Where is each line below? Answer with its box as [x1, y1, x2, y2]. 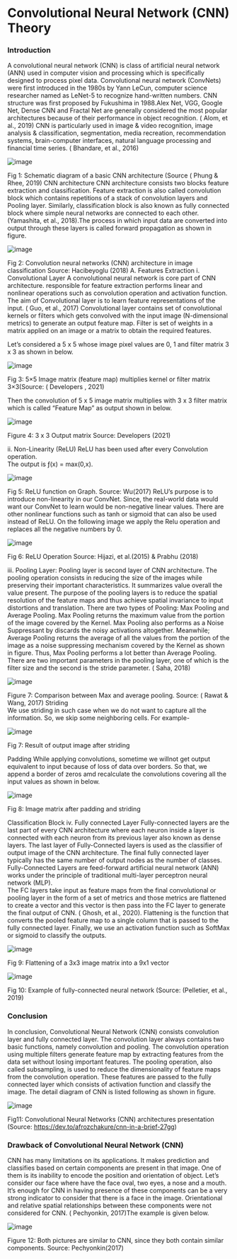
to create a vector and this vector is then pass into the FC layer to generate [7, 901, 226, 910]
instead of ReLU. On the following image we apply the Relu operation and [7, 518, 221, 526]
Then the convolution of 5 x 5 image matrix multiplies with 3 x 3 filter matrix [7, 396, 228, 405]
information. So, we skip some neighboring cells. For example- [7, 714, 190, 722]
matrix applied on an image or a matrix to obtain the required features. [7, 327, 212, 335]
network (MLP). [7, 878, 53, 887]
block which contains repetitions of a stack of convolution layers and [7, 194, 208, 202]
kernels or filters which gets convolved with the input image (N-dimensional [7, 311, 229, 320]
